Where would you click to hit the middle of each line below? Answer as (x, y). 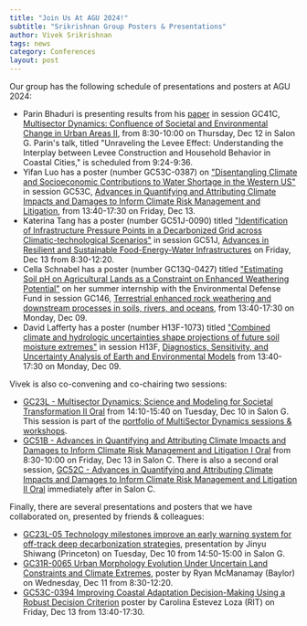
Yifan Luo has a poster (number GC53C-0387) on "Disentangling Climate (160, 172)
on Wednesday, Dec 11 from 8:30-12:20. (98, 583)
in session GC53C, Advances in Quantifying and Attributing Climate (149, 191)
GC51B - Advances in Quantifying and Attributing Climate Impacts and (154, 440)
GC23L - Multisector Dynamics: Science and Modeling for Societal (148, 402)
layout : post (34, 60)
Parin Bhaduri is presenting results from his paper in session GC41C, (151, 114)
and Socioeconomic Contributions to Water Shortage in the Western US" (159, 182)
